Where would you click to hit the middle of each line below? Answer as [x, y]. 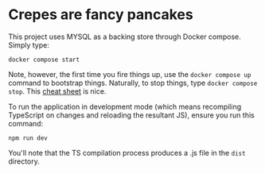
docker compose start [44, 60]
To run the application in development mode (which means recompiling [125, 106]
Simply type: [29, 44]
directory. [24, 161]
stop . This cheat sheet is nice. [57, 91]
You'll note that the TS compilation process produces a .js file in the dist [127, 153]
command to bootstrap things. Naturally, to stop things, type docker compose [133, 83]
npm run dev [28, 138]
